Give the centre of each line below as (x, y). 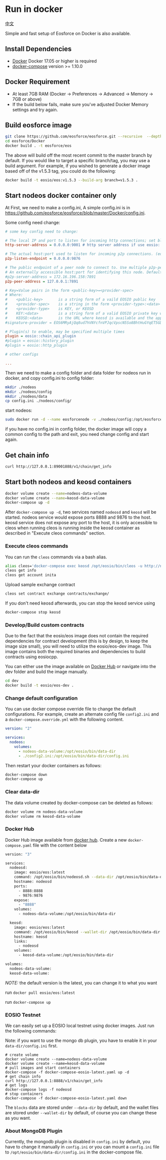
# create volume (22, 1055)
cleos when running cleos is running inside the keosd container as (72, 528)
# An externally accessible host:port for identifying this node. (75, 272)
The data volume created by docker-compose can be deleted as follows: (79, 802)
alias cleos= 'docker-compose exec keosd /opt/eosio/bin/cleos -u (74, 566)
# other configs (22, 355)
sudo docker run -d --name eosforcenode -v (51, 420)
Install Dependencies (38, 49)
